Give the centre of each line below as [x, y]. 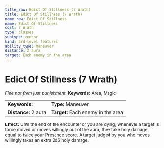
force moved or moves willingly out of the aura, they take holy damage [76, 130]
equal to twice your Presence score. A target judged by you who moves [78, 135]
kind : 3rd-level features [31, 42]
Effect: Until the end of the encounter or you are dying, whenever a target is [82, 124]
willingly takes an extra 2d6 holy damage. [47, 140]
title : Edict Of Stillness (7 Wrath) [44, 14]
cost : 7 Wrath [20, 28]
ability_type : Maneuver [29, 46]
